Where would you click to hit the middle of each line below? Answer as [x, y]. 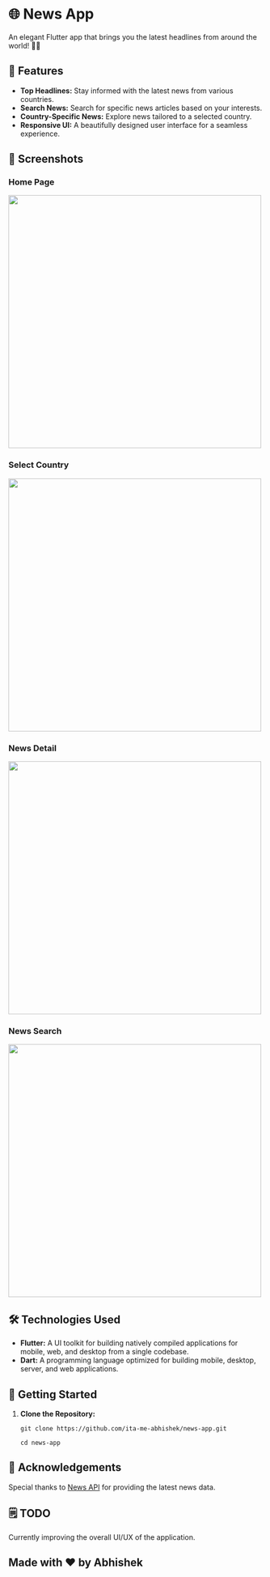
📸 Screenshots [46, 159]
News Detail [32, 748]
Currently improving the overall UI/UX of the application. [102, 1537]
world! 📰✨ [25, 45]
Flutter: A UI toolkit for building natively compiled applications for [129, 1343]
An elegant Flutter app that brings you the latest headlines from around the [133, 36]
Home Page [32, 182]
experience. [40, 134]
